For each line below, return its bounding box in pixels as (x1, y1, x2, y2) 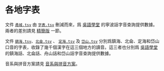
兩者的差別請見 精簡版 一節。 (5, 27, 64, 33)
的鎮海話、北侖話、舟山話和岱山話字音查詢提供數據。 (5, 50, 114, 56)
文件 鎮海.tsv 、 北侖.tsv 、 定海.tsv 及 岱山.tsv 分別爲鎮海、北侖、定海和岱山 (5, 38, 160, 44)
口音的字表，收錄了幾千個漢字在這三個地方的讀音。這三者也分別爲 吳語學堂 (5, 44, 158, 50)
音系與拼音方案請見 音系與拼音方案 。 (5, 61, 80, 67)
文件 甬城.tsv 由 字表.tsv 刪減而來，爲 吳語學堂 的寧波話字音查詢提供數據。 (5, 22, 158, 27)
